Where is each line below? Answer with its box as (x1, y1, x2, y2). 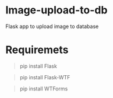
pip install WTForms (19, 85, 68, 92)
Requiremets (5, 43, 69, 57)
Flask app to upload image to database (5, 23, 99, 30)
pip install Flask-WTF (19, 73, 70, 80)
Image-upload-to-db (5, 3, 108, 17)
